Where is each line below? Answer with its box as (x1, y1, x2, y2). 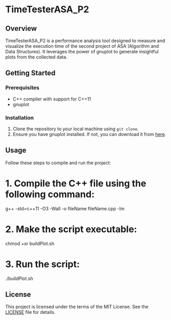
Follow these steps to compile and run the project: (5, 159, 111, 166)
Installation (5, 114, 34, 121)
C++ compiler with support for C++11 (12, 96, 91, 102)
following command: (5, 188, 95, 200)
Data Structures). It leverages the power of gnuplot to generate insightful (5, 49, 159, 54)
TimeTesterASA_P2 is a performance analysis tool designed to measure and (5, 37, 165, 44)
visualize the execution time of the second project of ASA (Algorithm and (5, 43, 159, 49)
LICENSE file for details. (5, 309, 56, 315)
